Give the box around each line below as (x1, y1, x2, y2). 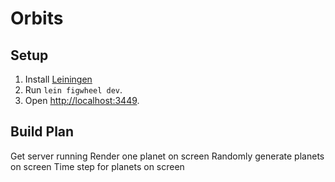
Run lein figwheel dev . (24, 84, 123, 96)
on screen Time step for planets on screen (10, 160, 185, 172)
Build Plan (10, 123, 75, 141)
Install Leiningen (24, 73, 93, 85)
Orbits (10, 7, 64, 30)
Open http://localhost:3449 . (24, 95, 140, 106)
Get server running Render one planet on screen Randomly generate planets (10, 150, 325, 162)
